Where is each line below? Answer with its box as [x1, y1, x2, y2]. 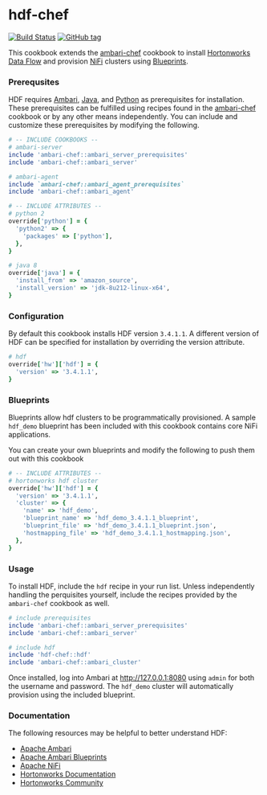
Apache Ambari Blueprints [19, 752, 107, 762]
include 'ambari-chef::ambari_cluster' [8, 658, 142, 666]
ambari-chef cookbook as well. [8, 598, 110, 608]
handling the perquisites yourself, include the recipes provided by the [8, 589, 238, 600]
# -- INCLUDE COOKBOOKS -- [8, 136, 99, 144]
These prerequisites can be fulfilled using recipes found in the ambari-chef [8, 103, 257, 113]
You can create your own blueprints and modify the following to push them [8, 445, 255, 455]
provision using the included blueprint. [8, 690, 136, 700]
